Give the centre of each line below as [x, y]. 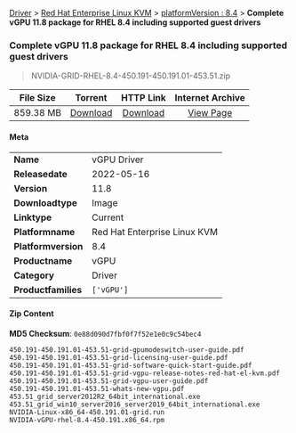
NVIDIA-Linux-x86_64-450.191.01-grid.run [87, 412]
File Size [37, 98]
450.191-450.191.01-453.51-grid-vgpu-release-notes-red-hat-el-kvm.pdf [144, 373]
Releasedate [41, 174]
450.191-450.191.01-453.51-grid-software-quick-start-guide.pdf [131, 365]
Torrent [91, 98]
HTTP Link [144, 98]
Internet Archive [210, 98]
